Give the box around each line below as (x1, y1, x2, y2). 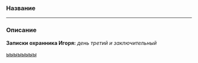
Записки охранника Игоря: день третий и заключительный (6, 39, 157, 46)
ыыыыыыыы (6, 51, 37, 58)
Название (6, 4, 36, 12)
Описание (6, 26, 37, 34)
